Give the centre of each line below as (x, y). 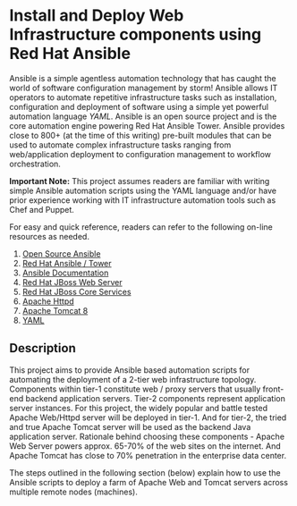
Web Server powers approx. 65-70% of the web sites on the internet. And (145, 446)
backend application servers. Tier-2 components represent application (156, 398)
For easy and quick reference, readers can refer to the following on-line (141, 227)
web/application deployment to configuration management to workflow (140, 154)
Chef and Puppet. (42, 209)
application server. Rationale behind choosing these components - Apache (147, 436)
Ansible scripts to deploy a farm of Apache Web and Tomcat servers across (149, 482)
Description (42, 348)
